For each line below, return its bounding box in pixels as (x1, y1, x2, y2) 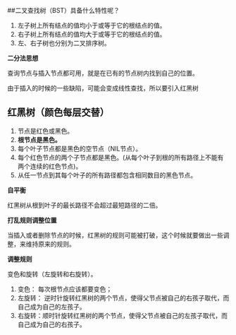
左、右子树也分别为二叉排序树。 (17, 39, 111, 47)
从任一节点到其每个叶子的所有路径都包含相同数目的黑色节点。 (17, 170, 197, 179)
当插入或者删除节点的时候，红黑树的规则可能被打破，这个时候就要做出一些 (7, 230, 223, 239)
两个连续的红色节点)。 (17, 162, 82, 170)
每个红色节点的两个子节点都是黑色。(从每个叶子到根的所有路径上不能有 (17, 153, 224, 161)
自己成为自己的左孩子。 (17, 302, 86, 311)
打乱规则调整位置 (7, 216, 57, 224)
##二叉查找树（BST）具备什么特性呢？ (7, 6, 120, 14)
